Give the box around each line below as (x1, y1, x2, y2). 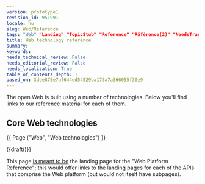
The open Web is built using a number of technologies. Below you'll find (6, 94, 187, 101)
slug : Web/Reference (6, 26, 59, 32)
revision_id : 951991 (6, 15, 59, 21)
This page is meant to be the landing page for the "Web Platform (6, 157, 169, 165)
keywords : (6, 49, 32, 55)
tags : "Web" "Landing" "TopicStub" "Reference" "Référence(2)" (6, 32, 171, 38)
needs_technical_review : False (6, 54, 86, 60)
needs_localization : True (6, 65, 72, 72)
